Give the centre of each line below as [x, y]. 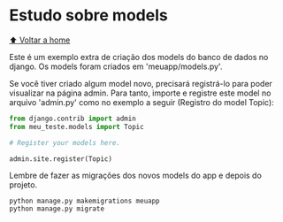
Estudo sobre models [88, 15]
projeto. [23, 185]
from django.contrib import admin [73, 119]
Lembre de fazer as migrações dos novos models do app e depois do [136, 176]
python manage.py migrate [57, 209]
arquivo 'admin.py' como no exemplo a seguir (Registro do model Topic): [141, 102]
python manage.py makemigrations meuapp [85, 201]
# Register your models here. [65, 142]
